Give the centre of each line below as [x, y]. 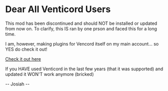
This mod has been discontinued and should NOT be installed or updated [81, 23]
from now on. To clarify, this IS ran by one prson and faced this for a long [81, 28]
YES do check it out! [26, 49]
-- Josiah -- [17, 84]
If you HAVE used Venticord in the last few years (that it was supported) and [84, 69]
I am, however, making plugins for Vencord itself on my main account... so [82, 43]
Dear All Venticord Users [58, 9]
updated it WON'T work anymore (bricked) [50, 74]
